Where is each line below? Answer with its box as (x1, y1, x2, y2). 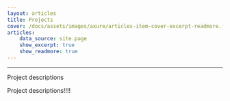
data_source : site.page (19, 35, 88, 42)
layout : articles (7, 10, 57, 17)
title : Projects (7, 16, 53, 23)
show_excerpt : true (19, 42, 75, 48)
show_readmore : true (19, 48, 78, 55)
